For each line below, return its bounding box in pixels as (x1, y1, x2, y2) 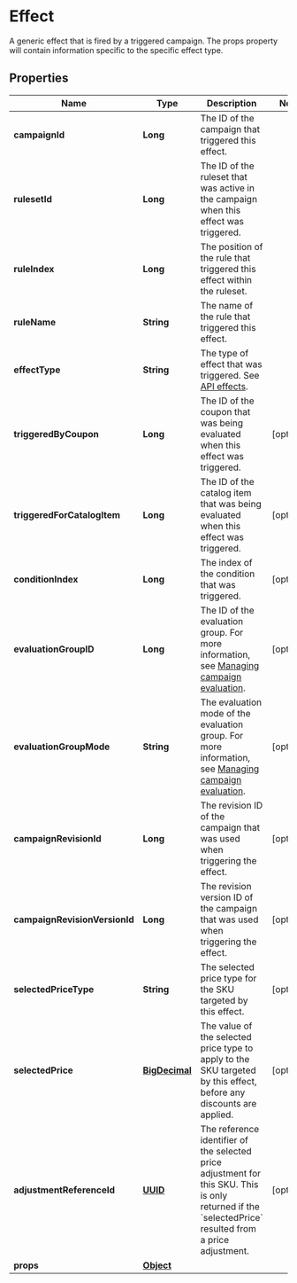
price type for (200, 972, 257, 984)
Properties (9, 71, 69, 86)
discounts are (200, 1097, 257, 1109)
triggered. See (200, 369, 260, 381)
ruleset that (200, 170, 247, 183)
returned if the (200, 1200, 260, 1212)
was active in (200, 182, 255, 194)
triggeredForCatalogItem (13, 508, 121, 520)
